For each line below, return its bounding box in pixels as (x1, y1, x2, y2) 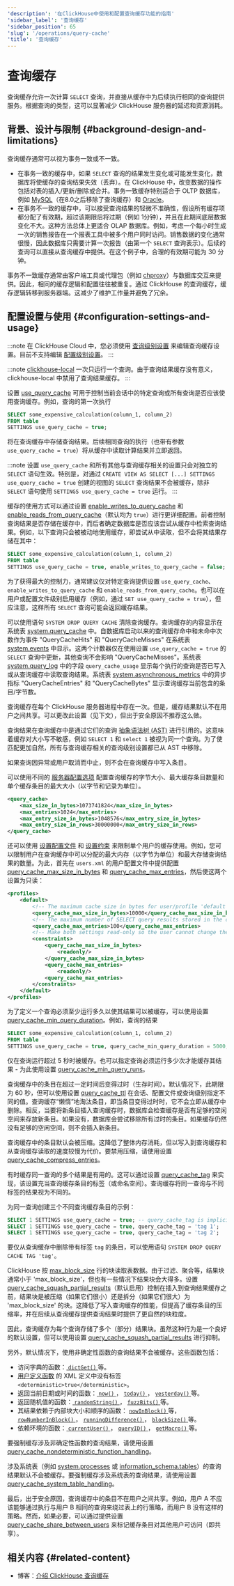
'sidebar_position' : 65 (7, 23, 77, 30)
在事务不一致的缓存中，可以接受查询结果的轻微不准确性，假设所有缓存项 (17, 203, 225, 212)
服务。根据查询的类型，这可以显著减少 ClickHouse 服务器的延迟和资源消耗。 (7, 102, 227, 110)
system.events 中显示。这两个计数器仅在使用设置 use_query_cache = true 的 (7, 644, 226, 652)
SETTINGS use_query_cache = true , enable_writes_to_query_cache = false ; (7, 563, 226, 571)
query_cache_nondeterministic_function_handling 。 (7, 1447, 155, 1456)
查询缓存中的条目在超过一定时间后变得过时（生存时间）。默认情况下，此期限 (7, 1080, 224, 1088)
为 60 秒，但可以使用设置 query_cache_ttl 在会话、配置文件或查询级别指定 (7, 1088, 219, 1097)
